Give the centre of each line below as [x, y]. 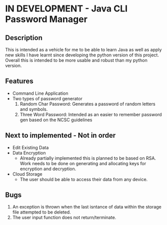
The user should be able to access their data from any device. [84, 179]
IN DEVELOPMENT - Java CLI [66, 9]
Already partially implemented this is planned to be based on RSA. [88, 158]
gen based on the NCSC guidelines [56, 120]
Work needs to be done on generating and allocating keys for [83, 163]
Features [19, 81]
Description [24, 38]
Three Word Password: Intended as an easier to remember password [91, 114]
